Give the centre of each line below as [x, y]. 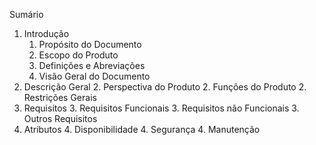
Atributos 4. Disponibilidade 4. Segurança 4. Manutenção [142, 129]
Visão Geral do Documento [94, 76]
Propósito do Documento [90, 44]
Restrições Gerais [60, 97]
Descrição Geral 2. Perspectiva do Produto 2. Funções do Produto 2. [165, 87]
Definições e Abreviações [92, 65]
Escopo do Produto [78, 55]
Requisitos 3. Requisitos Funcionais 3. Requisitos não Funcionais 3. [161, 108]
